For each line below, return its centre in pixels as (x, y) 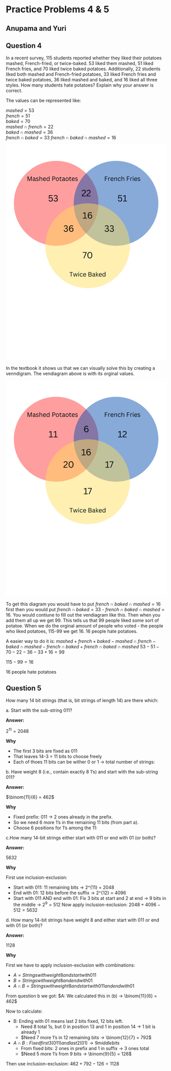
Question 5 (24, 688)
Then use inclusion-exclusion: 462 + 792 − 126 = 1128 (63, 1063)
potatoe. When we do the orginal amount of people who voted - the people (84, 626)
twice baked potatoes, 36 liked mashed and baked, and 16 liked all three (82, 80)
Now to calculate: (24, 1011)
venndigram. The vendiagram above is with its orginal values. (70, 374)
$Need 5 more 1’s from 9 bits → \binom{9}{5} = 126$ (76, 1054)
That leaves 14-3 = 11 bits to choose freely (57, 756)
